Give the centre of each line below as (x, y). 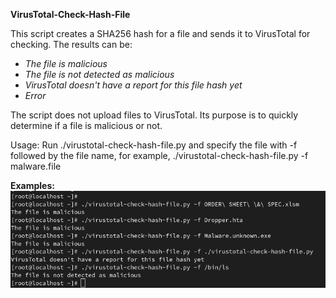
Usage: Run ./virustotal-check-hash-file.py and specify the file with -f (154, 145)
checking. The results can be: (71, 44)
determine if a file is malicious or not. (86, 125)
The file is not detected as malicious (99, 74)
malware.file (36, 166)
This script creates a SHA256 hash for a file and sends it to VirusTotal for (160, 33)
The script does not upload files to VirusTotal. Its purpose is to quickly (154, 115)
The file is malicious (66, 63)
